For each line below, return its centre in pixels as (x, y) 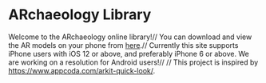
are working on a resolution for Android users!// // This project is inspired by (133, 62)
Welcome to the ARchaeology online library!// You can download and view (130, 37)
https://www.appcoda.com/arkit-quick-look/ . (82, 70)
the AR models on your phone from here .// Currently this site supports (123, 45)
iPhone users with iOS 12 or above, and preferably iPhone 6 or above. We (129, 53)
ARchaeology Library (80, 15)
